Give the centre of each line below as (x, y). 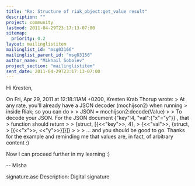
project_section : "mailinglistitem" (51, 66)
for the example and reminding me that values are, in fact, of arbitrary (90, 137)
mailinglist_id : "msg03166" (40, 50)
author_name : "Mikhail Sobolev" (45, 60)
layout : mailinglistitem (36, 44)
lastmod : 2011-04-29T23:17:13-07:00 (51, 28)
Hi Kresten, (20, 88)
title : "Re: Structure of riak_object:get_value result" (77, 11)
